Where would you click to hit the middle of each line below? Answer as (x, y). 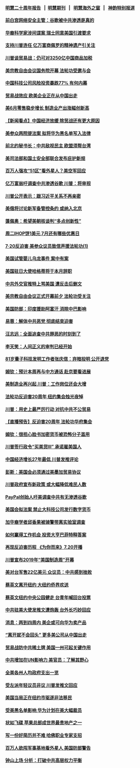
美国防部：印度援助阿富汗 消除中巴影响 (46, 309)
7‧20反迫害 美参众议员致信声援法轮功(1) (47, 246)
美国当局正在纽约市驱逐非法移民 (39, 698)
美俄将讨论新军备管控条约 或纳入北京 (44, 208)
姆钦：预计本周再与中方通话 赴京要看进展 (48, 371)
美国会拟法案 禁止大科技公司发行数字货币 (48, 509)
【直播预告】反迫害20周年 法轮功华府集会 (49, 422)
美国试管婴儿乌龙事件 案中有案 (37, 259)
